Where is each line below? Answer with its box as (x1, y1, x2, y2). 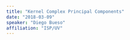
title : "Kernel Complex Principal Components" (6, 8, 125, 15)
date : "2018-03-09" (6, 14, 55, 20)
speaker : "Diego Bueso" (6, 19, 66, 25)
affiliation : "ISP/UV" (6, 25, 63, 31)
